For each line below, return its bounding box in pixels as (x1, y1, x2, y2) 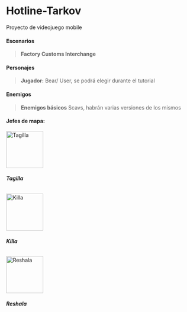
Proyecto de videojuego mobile (6, 24, 82, 31)
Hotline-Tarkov (6, 4, 82, 18)
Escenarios (6, 37, 34, 44)
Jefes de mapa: (6, 117, 46, 125)
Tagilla (6, 175, 24, 182)
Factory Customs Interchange (20, 50, 96, 57)
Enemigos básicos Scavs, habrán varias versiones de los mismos (20, 104, 182, 111)
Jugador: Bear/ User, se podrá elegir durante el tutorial (20, 77, 155, 84)
